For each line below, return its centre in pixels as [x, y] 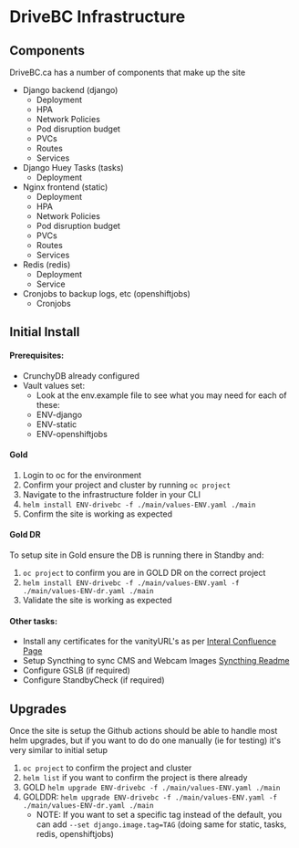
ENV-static [57, 424]
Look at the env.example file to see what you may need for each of [161, 395]
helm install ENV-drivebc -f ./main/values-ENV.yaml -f [131, 583]
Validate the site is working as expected [97, 600]
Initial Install [45, 332]
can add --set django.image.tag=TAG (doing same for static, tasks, [161, 824]
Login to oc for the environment [82, 475]
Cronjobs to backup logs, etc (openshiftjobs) [107, 293]
